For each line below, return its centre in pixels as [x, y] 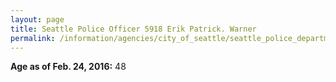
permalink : [33, 38]
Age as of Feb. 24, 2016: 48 [68, 67]
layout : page [37, 19]
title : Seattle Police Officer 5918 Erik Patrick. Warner [133, 29]
